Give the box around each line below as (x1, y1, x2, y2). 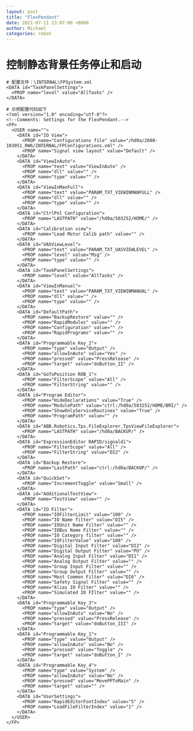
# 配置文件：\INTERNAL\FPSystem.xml (6, 80, 93, 86)
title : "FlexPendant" (6, 14, 60, 20)
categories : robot (6, 31, 52, 37)
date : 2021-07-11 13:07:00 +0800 (6, 20, 89, 26)
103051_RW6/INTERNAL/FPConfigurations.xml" (6, 143, 116, 149)
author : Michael (6, 25, 46, 31)
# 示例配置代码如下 (6, 106, 48, 113)
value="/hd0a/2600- (109, 138, 159, 144)
